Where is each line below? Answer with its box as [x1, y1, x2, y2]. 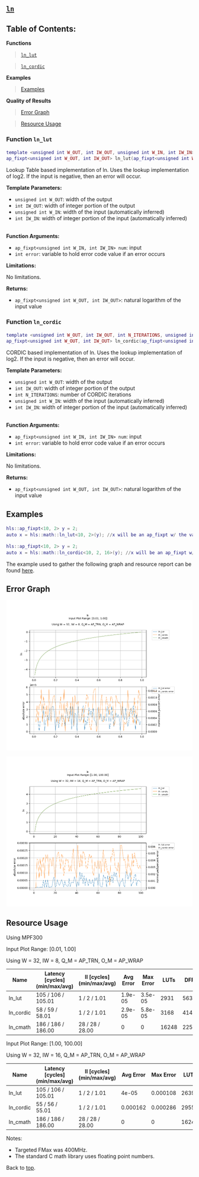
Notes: [6, 1135, 23, 1142]
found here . [6, 566, 34, 574]
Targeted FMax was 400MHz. [14, 1147, 88, 1154]
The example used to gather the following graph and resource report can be [6, 561, 192, 568]
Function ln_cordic [6, 318, 62, 326]
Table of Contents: [6, 24, 76, 34]
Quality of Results [6, 97, 52, 105]
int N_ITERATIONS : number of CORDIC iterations [14, 391, 131, 398]
